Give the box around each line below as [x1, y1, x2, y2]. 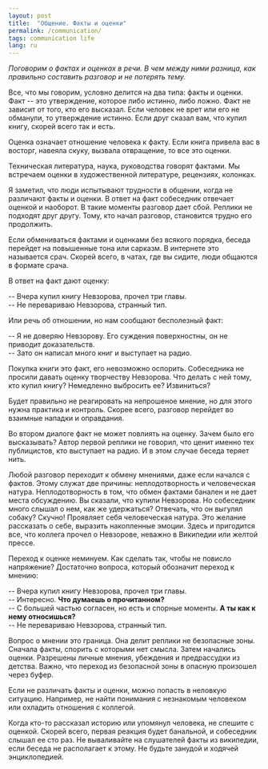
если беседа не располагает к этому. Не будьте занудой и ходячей [8, 743, 238, 754]
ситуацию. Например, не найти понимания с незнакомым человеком [8, 694, 246, 704]
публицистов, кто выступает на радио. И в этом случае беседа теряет [8, 446, 250, 455]
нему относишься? [8, 612, 76, 621]
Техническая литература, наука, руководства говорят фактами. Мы [8, 161, 240, 171]
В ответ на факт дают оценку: [8, 276, 110, 285]
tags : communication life [8, 34, 94, 42]
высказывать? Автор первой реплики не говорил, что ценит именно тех [8, 438, 254, 447]
